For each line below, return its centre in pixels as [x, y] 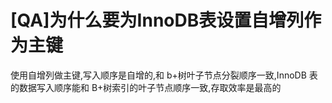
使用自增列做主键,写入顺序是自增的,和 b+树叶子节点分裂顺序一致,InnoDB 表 [164, 75]
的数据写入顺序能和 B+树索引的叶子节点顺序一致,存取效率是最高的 [146, 87]
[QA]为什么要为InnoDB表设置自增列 [157, 20]
